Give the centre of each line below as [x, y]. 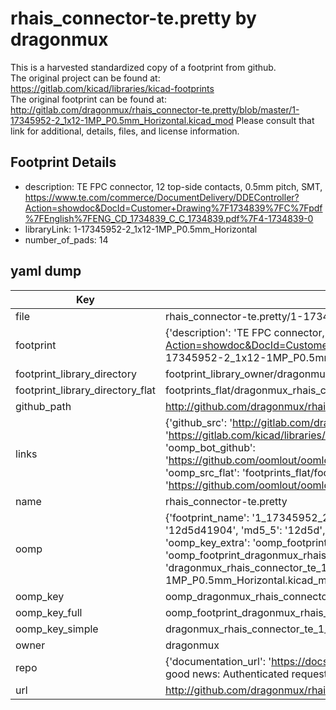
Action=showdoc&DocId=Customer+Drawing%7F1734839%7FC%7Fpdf [173, 208]
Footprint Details [63, 162]
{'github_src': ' [198, 422]
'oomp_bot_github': [210, 447]
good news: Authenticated [227, 674]
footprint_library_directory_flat [85, 390]
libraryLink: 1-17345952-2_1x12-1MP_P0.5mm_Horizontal [141, 229]
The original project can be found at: [85, 78]
